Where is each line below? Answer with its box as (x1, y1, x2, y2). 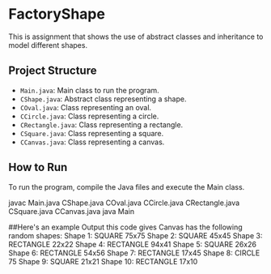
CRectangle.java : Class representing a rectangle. (19, 119, 184, 130)
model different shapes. (8, 40, 87, 49)
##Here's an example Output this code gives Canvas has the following (8, 222, 243, 232)
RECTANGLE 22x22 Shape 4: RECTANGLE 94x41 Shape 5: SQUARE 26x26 (8, 239, 257, 249)
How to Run (8, 161, 68, 174)
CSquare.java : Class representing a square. (19, 128, 164, 138)
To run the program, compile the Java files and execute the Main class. (8, 182, 245, 191)
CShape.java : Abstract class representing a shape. (19, 94, 187, 104)
